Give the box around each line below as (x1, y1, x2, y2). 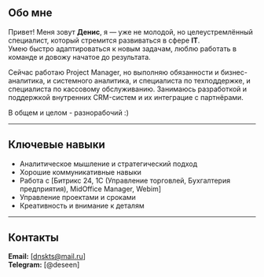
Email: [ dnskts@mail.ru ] (8, 252, 86, 261)
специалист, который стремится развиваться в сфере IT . (8, 35, 200, 45)
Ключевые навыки (8, 138, 106, 152)
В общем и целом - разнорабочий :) (8, 108, 130, 117)
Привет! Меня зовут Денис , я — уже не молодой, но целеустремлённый (8, 27, 254, 36)
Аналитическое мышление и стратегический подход (19, 159, 198, 168)
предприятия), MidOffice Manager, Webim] (19, 184, 161, 194)
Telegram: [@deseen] (8, 260, 80, 270)
